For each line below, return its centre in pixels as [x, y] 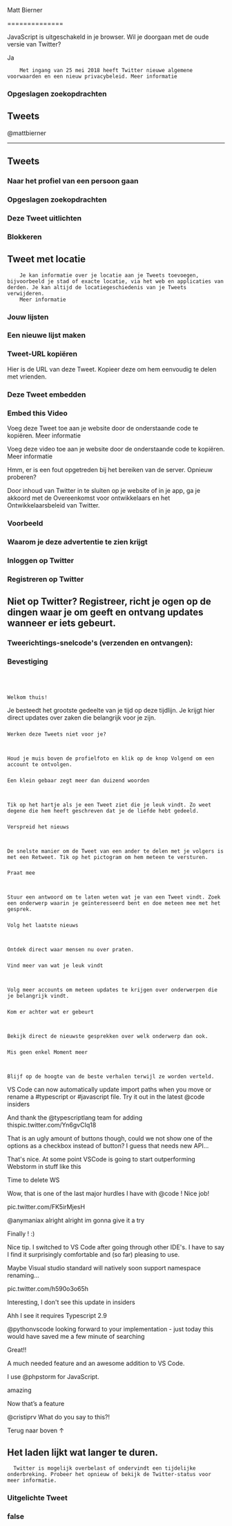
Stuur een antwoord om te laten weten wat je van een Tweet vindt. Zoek [114, 897]
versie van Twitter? [34, 44]
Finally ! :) [21, 1234]
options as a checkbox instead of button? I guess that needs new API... [108, 1146]
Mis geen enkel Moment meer [48, 1052]
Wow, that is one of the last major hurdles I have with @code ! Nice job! [108, 1194]
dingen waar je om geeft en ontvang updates [105, 613]
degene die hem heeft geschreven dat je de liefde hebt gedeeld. [103, 810]
